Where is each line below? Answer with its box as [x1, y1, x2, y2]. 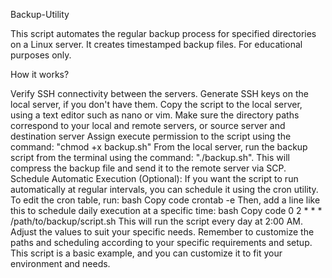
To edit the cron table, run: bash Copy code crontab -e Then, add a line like [10, 194, 321, 206]
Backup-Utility [10, 9, 70, 20]
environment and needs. [10, 258, 111, 269]
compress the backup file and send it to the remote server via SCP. [10, 162, 287, 174]
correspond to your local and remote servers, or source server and [10, 120, 286, 131]
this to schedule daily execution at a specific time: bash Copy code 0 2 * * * [10, 205, 323, 216]
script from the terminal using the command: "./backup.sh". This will [10, 152, 290, 163]
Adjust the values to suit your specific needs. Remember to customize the [10, 226, 315, 238]
